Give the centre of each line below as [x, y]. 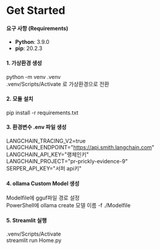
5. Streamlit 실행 [27, 220]
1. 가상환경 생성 [24, 63]
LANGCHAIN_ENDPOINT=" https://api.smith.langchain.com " [80, 147]
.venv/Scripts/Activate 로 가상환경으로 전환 [58, 84]
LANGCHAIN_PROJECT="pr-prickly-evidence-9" [67, 161]
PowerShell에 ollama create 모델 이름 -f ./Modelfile [69, 205]
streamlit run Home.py [34, 240]
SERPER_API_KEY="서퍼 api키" [44, 168]
